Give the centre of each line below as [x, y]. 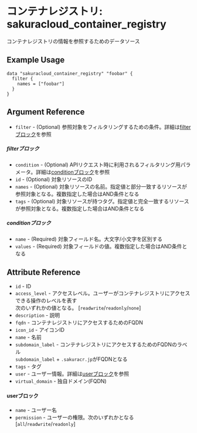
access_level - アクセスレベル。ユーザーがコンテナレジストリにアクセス [103, 294]
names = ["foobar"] [41, 84]
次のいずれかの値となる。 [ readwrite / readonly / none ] [78, 308]
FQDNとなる [113, 359]
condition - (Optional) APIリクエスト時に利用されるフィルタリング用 [98, 165]
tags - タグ [28, 367]
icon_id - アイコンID [40, 330]
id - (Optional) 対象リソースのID [54, 179]
